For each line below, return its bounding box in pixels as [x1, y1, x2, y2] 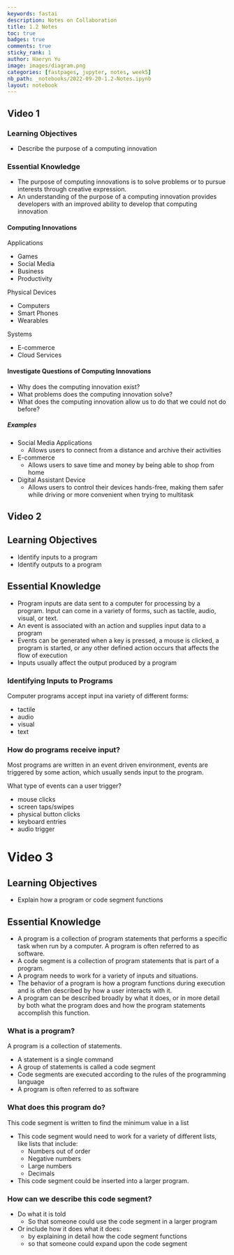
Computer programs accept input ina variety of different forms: [7, 691, 189, 700]
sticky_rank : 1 [7, 50, 52, 57]
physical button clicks [17, 810, 80, 819]
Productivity [17, 274, 52, 283]
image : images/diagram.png [7, 62, 86, 69]
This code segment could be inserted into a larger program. [17, 1176, 189, 1184]
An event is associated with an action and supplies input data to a [17, 621, 206, 629]
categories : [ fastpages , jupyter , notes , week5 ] [7, 68, 152, 75]
